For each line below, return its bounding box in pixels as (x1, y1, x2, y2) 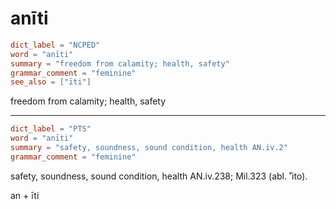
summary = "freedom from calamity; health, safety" (10, 58, 230, 69)
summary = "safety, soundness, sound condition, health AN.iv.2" (10, 143, 288, 153)
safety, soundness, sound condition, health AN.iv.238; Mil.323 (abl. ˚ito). (10, 170, 308, 182)
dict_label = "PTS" (10, 124, 92, 134)
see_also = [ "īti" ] (10, 77, 92, 87)
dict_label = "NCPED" (10, 40, 101, 50)
